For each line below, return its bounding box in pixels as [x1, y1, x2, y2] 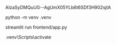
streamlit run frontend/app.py [5, 24, 67, 30]
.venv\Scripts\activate [5, 34, 52, 40]
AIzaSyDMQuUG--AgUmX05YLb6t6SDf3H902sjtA [5, 5, 111, 10]
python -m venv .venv [5, 14, 52, 20]
